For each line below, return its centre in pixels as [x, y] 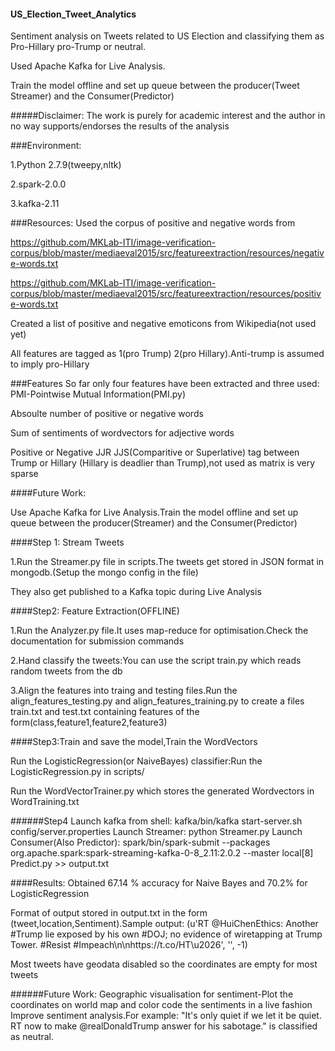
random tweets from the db [66, 671]
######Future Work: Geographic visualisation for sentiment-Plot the [152, 994]
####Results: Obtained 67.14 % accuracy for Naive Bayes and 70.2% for [159, 883]
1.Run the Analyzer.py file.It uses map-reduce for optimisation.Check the [159, 631]
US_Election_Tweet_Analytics [73, 14]
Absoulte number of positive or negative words [107, 414]
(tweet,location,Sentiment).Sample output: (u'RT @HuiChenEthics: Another [164, 924]
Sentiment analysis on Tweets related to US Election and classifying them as [167, 36]
